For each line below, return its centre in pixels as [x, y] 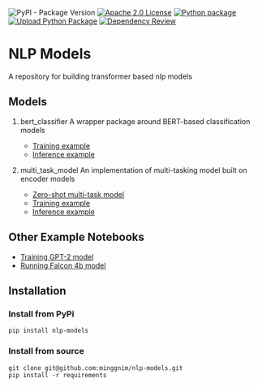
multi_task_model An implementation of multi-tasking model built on [133, 170]
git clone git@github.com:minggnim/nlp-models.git [96, 368]
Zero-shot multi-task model [78, 194]
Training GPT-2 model [57, 256]
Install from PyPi [41, 314]
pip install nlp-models [49, 331]
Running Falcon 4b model [63, 265]
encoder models [47, 178]
